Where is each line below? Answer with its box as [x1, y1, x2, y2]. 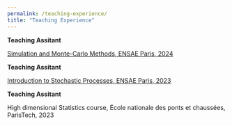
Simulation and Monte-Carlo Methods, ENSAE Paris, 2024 [7, 49, 173, 58]
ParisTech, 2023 [7, 111, 54, 119]
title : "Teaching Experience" [7, 17, 95, 24]
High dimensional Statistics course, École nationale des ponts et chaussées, [7, 103, 226, 111]
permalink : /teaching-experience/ [7, 10, 108, 17]
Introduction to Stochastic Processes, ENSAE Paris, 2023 [7, 76, 171, 84]
